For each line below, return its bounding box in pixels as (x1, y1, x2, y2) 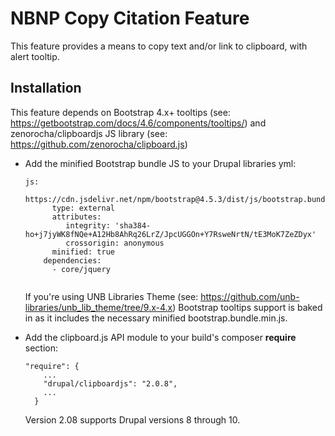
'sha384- (114, 220, 152, 231)
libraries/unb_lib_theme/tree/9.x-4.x (24, 301, 173, 313)
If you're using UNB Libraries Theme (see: (24, 290, 199, 302)
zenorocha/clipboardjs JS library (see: (10, 127, 168, 139)
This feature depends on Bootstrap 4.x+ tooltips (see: (10, 106, 231, 118)
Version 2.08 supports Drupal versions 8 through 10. (24, 413, 241, 426)
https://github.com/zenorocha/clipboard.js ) (10, 138, 188, 150)
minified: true (51, 247, 115, 257)
